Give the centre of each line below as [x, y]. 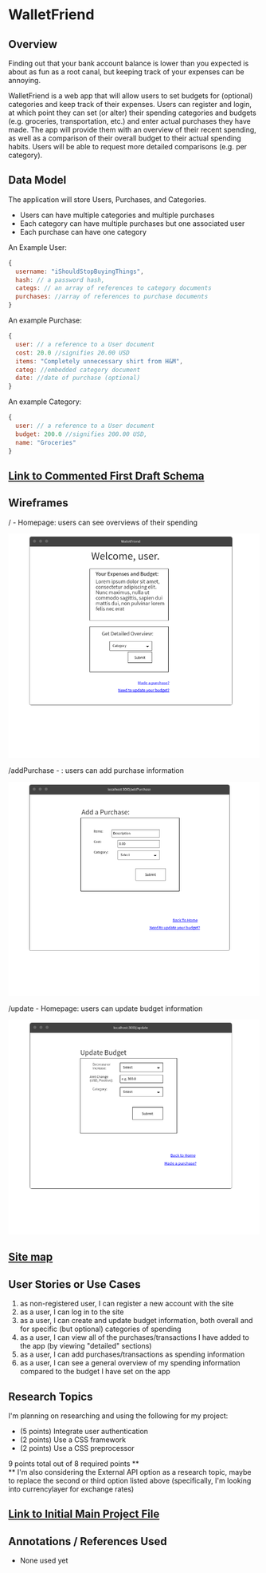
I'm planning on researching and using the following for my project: [118, 1416]
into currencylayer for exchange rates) [71, 1489]
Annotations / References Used [88, 1541]
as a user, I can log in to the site [72, 1312]
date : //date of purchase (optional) [78, 378]
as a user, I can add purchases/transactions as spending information [132, 1354]
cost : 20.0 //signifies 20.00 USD [72, 353]
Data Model [37, 180]
